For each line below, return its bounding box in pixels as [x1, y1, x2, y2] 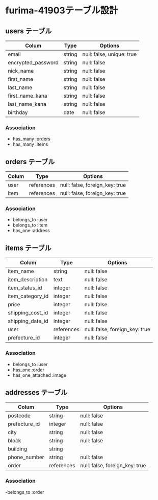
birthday [8, 109, 28, 116]
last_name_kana [8, 101, 47, 107]
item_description [8, 276, 48, 283]
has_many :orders [12, 136, 51, 142]
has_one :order [12, 367, 44, 373]
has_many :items [12, 141, 48, 147]
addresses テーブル [5, 388, 68, 397]
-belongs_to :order [5, 489, 44, 495]
